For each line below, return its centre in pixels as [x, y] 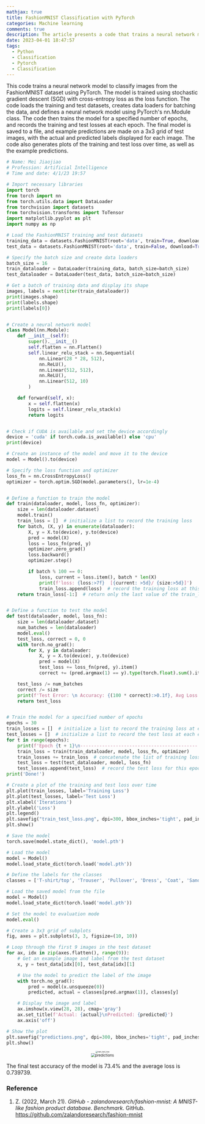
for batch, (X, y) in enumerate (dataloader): [76, 526]
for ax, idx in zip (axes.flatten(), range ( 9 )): [68, 953]
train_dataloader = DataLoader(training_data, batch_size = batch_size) [98, 269]
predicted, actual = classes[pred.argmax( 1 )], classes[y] [103, 992]
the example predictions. [38, 151]
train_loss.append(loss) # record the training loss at [113, 589]
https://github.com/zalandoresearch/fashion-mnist [79, 1114]
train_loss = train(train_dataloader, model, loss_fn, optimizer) [103, 751]
